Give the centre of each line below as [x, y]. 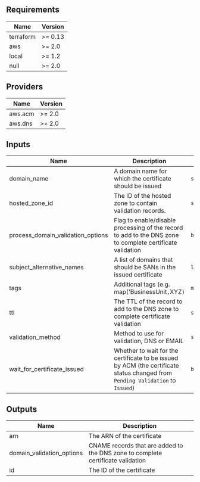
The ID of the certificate [122, 470]
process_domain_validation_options [59, 235]
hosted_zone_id [31, 203]
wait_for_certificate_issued [47, 369]
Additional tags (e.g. [142, 284]
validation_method [35, 337]
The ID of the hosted [143, 196]
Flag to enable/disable [145, 220]
